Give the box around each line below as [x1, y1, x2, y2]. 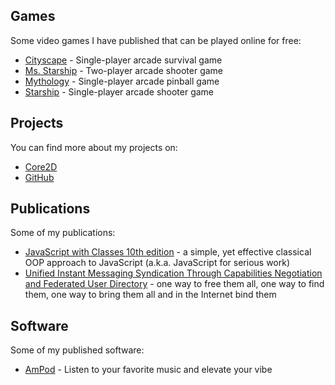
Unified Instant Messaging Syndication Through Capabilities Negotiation [24, 267, 323, 279]
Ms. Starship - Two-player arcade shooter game [24, 64, 224, 76]
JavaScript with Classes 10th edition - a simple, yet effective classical [24, 246, 312, 258]
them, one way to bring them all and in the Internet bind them [24, 289, 277, 301]
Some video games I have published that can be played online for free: [10, 34, 302, 46]
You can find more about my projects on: [10, 141, 178, 153]
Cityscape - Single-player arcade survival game [24, 54, 223, 66]
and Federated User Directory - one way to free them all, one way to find [24, 278, 325, 290]
